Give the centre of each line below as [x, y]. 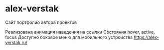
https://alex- [146, 37]
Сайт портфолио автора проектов [41, 22]
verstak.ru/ [16, 42]
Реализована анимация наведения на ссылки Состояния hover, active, [80, 32]
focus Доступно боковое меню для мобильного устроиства [69, 37]
